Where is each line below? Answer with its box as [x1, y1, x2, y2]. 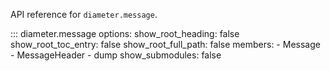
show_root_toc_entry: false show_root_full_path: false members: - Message [10, 39, 321, 50]
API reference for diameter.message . [10, 9, 158, 20]
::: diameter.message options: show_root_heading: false [10, 28, 240, 39]
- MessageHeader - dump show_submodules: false [10, 49, 222, 61]
